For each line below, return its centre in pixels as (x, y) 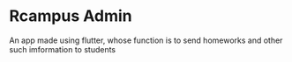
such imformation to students (63, 49)
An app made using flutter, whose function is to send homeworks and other (146, 40)
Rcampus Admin (71, 16)
